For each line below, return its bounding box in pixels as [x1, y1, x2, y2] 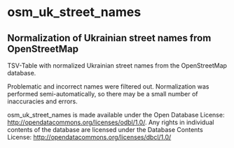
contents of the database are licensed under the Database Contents [7, 126, 203, 133]
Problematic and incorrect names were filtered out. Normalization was [7, 82, 209, 91]
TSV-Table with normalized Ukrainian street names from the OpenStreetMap [7, 61, 228, 70]
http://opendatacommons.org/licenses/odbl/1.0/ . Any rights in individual [7, 118, 214, 126]
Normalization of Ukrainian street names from [7, 32, 212, 44]
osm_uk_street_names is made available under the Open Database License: [7, 111, 225, 119]
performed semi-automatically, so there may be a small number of [7, 90, 198, 98]
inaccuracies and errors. [7, 97, 78, 105]
